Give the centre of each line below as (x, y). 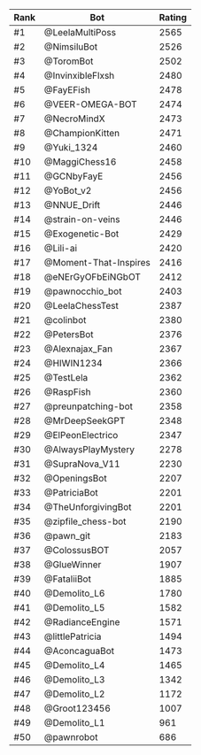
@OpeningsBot (76, 478)
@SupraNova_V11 (82, 464)
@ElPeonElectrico (81, 435)
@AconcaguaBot (79, 651)
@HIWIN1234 (73, 363)
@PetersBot (69, 334)
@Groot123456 (77, 709)
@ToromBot (69, 61)
